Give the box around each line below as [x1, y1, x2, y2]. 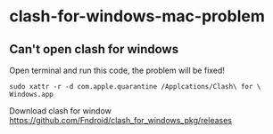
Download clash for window [9, 106, 112, 116]
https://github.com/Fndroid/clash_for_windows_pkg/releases [9, 115, 233, 125]
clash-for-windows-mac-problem [9, 6, 265, 27]
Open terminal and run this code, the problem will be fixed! [9, 65, 226, 75]
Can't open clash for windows [9, 42, 179, 57]
